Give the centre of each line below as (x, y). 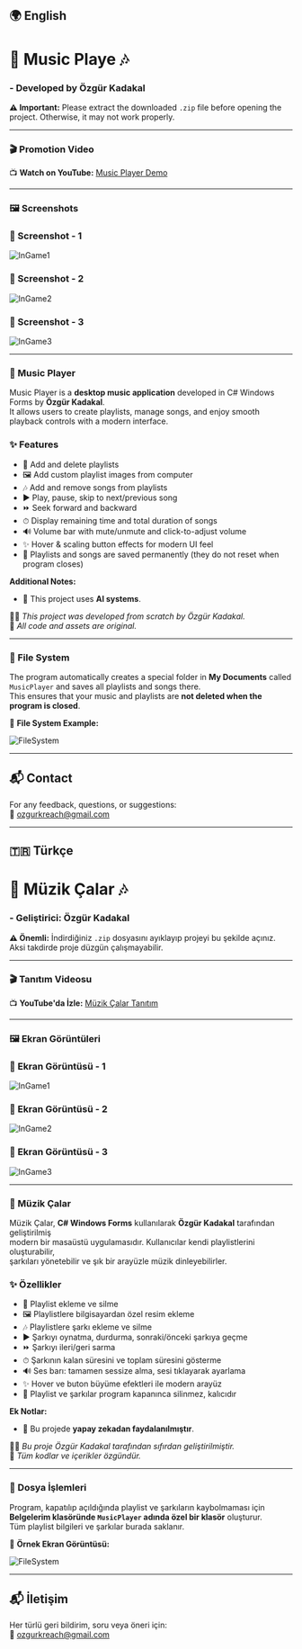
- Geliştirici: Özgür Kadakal (70, 919)
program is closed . (45, 705)
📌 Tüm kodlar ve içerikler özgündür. (75, 1456)
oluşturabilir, (32, 1251)
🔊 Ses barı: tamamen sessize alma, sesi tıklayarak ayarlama (134, 1371)
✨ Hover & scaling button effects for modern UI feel (118, 544)
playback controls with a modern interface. (89, 421)
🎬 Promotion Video (52, 149)
